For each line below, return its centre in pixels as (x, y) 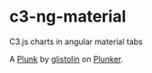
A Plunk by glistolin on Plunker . (67, 59)
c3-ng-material (68, 17)
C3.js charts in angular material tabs (76, 41)
